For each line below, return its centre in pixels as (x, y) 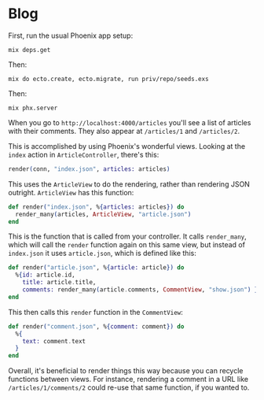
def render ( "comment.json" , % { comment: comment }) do (96, 326)
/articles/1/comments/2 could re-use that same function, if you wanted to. (129, 387)
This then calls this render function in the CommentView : (95, 312)
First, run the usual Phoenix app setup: (71, 35)
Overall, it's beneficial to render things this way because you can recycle (126, 371)
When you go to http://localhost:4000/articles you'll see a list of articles (130, 122)
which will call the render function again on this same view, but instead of (127, 245)
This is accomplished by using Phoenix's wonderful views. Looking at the (127, 146)
